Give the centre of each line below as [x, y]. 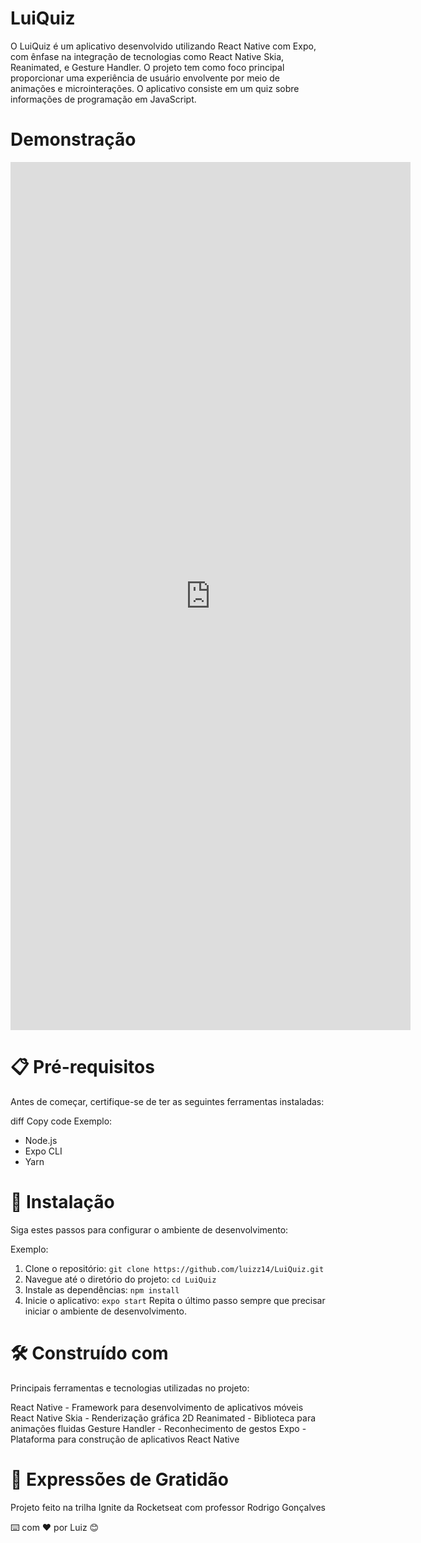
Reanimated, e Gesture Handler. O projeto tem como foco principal [147, 67]
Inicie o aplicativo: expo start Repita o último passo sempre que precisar [175, 1300]
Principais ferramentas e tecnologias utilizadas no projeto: [130, 1388]
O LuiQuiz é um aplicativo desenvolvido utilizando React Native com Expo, [163, 46]
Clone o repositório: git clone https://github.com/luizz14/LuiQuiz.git [174, 1268]
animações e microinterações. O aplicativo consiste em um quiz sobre [155, 88]
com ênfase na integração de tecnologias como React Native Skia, [147, 56]
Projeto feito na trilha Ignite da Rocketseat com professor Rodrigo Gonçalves [168, 1507]
